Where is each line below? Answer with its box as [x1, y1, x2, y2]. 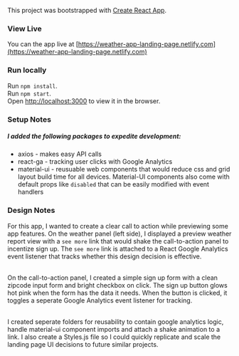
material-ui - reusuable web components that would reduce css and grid [17, 165, 230, 174]
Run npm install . [7, 81, 58, 90]
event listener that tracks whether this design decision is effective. [7, 252, 202, 261]
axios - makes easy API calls [17, 150, 102, 159]
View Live [7, 23, 42, 33]
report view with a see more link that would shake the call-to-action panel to [7, 236, 229, 245]
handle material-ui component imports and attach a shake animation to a [7, 325, 221, 333]
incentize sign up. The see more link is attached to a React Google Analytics [7, 244, 229, 253]
